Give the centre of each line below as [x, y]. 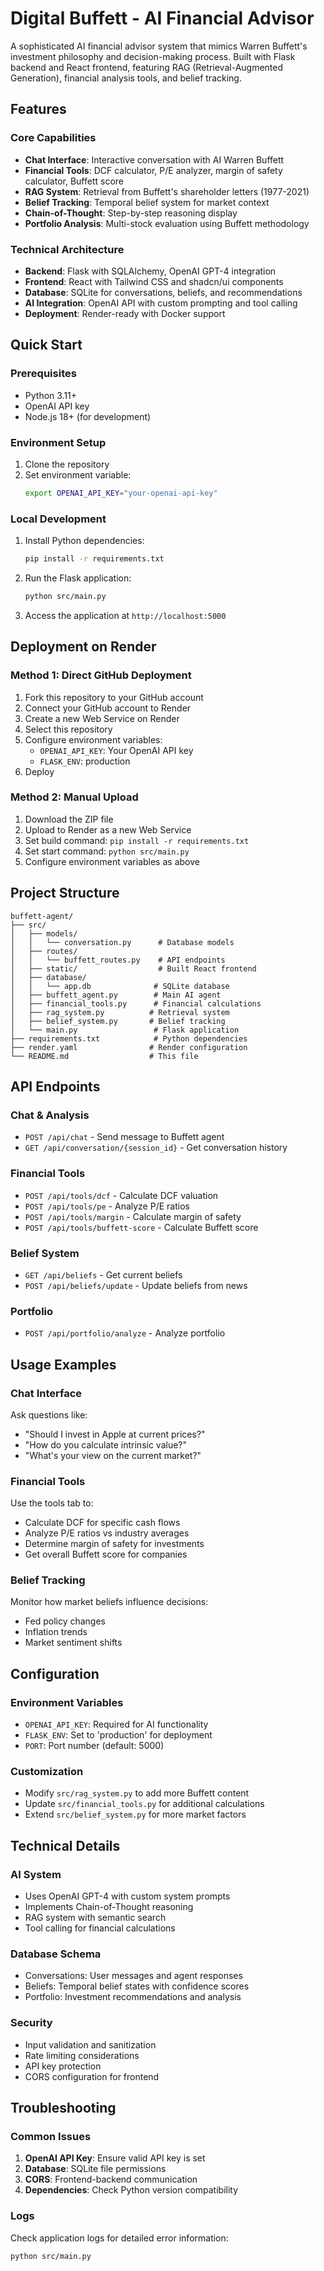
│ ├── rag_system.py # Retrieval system [120, 1012]
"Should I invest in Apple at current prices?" [115, 1434]
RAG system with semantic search [95, 1918]
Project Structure [65, 893]
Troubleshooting [63, 2108]
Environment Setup [58, 442]
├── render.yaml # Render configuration [129, 1047]
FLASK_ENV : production [85, 761]
